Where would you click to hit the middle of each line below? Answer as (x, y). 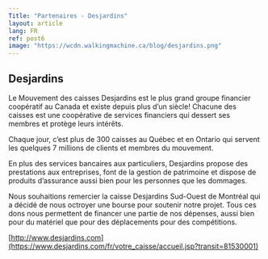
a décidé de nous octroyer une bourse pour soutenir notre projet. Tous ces (132, 205)
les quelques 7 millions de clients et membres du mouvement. (111, 148)
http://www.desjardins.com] (57, 237)
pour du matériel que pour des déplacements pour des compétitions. (123, 222)
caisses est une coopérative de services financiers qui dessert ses (119, 115)
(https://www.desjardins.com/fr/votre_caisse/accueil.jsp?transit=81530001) (134, 246)
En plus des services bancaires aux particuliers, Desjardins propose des (128, 163)
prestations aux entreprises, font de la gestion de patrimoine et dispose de (132, 172)
